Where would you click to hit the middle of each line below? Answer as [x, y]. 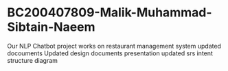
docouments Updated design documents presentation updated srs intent [110, 53]
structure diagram [33, 60]
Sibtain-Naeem [51, 27]
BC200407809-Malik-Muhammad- [110, 13]
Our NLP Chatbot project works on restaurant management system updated [114, 46]
